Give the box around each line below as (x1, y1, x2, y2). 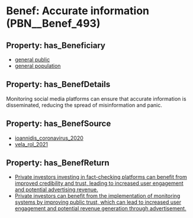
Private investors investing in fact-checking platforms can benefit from (14, 174, 188, 181)
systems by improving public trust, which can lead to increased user (14, 198, 182, 206)
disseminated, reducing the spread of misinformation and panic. (6, 101, 163, 108)
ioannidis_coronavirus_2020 (14, 134, 84, 142)
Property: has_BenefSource (6, 118, 111, 129)
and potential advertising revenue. (14, 186, 99, 193)
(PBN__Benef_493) (6, 17, 101, 30)
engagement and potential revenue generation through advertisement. (14, 205, 186, 212)
